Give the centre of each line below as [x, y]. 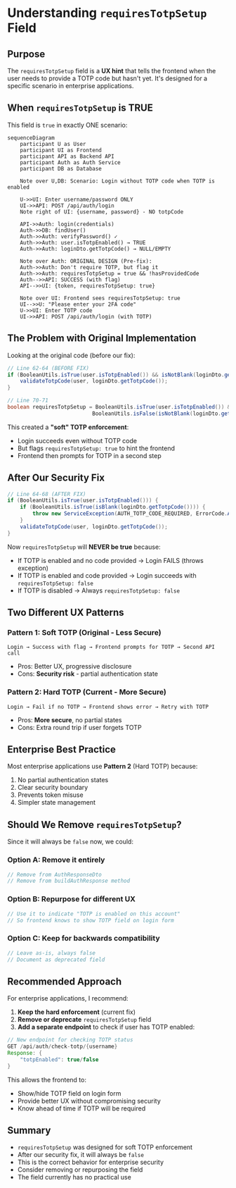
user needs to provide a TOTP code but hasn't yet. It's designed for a [107, 78]
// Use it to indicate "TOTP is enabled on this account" [94, 914]
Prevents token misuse [50, 795]
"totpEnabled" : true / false [59, 1059]
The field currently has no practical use [74, 1177]
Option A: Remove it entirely [56, 860]
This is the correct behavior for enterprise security [90, 1162]
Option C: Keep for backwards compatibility [84, 939]
